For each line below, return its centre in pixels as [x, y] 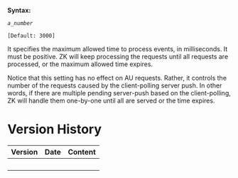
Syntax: [19, 10]
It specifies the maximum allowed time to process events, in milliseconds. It [118, 49]
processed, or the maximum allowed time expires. [80, 64]
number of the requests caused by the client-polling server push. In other [115, 85]
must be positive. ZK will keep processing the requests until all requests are [118, 57]
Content [82, 152]
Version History [54, 129]
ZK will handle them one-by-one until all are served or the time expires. [111, 100]
